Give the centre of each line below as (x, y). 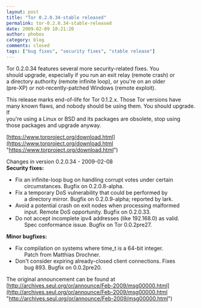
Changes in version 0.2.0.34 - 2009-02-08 (60, 162)
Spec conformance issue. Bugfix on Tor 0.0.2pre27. (88, 224)
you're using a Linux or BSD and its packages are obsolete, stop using (94, 119)
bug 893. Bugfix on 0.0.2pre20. (63, 267)
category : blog (25, 40)
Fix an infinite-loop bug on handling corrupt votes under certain (94, 180)
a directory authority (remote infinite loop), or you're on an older (86, 81)
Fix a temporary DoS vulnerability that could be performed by (91, 192)
